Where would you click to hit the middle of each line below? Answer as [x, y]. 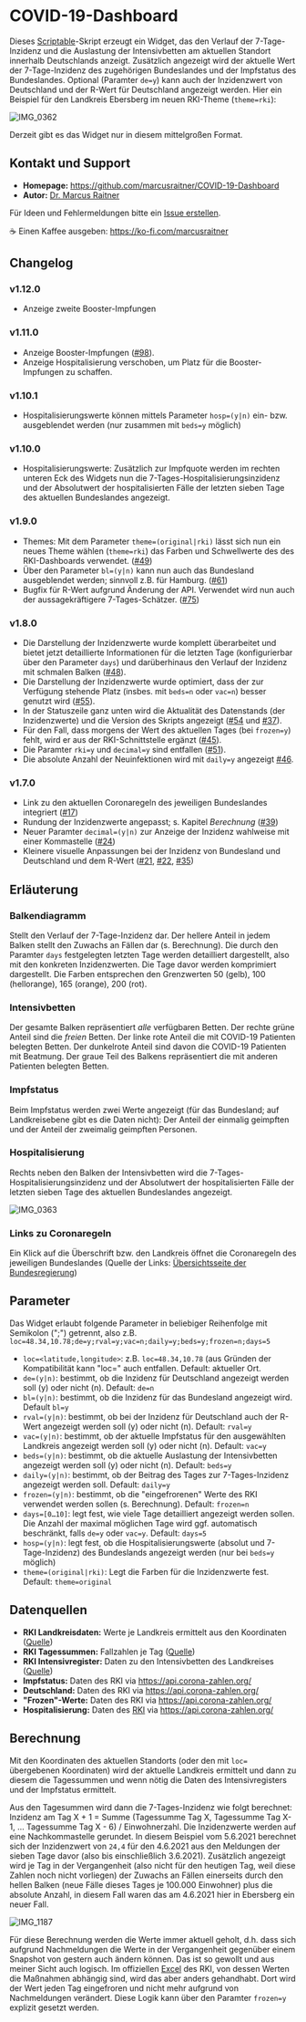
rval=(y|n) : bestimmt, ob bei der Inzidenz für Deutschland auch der [150, 1416]
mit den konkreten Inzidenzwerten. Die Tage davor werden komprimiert [143, 964]
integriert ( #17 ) [51, 812]
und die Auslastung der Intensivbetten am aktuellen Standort [157, 50]
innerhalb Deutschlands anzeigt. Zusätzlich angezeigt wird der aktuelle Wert [153, 60]
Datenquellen [49, 1610]
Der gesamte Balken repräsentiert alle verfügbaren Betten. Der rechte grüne [152, 1027]
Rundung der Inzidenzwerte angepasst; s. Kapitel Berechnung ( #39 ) [151, 822]
